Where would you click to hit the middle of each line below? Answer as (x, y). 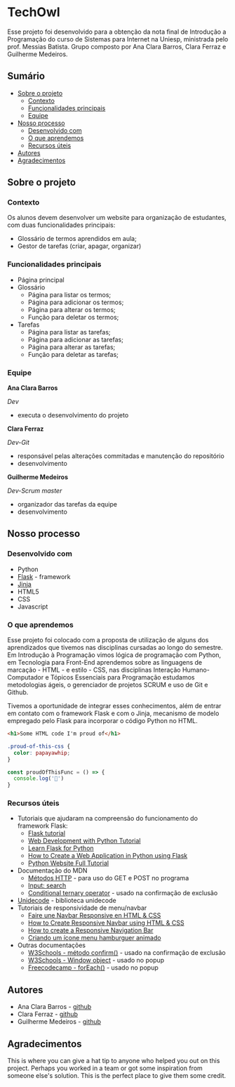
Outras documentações (52, 945)
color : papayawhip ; (42, 753)
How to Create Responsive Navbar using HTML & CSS (106, 923)
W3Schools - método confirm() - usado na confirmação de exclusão (127, 953)
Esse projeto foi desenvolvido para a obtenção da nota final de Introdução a (117, 32)
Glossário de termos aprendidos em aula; (77, 239)
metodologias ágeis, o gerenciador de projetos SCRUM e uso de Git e (108, 685)
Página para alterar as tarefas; (72, 347)
